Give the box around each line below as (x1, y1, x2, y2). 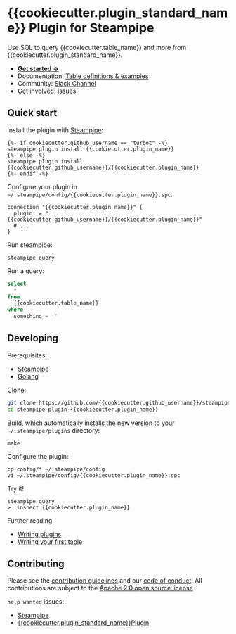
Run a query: (7, 266, 44, 275)
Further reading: (7, 516, 54, 525)
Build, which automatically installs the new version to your (7, 419, 175, 427)
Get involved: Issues (17, 87, 77, 95)
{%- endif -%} (7, 170, 49, 177)
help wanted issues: (7, 597, 65, 606)
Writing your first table (17, 537, 83, 546)
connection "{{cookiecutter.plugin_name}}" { (7, 203, 143, 210)
